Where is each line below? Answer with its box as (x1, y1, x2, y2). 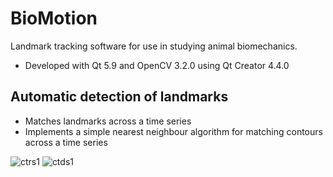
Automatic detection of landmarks (10, 88, 229, 106)
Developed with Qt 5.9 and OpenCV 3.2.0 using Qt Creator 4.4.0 (24, 59, 290, 71)
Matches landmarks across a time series (24, 115, 192, 127)
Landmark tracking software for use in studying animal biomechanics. (10, 40, 298, 52)
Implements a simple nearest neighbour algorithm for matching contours (24, 125, 323, 137)
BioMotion (10, 7, 98, 30)
